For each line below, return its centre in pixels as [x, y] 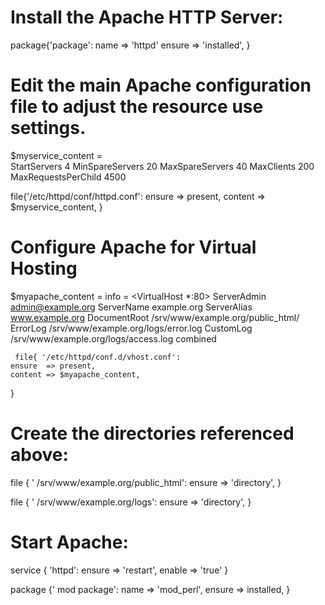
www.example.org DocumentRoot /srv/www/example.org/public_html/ [155, 317]
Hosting [44, 268]
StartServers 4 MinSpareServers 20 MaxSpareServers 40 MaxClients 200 [162, 166]
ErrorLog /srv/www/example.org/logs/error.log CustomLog [131, 328]
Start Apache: [69, 542]
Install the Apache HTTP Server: [147, 17]
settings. [48, 128]
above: [39, 455]
